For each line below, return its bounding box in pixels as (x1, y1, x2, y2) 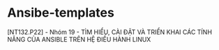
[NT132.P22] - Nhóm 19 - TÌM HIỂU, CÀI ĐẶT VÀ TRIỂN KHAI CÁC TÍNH (7, 28, 213, 36)
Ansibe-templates (7, 5, 115, 21)
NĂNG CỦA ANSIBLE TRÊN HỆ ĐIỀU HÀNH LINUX (7, 35, 151, 43)
